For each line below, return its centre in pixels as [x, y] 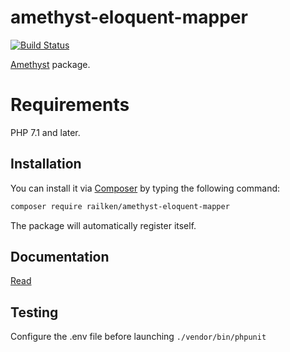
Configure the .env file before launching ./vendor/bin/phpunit [138, 337]
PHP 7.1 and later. [45, 132]
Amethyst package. [50, 64]
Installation [46, 164]
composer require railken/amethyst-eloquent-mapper [120, 206]
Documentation [60, 256]
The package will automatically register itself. [103, 225]
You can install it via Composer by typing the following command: [145, 188]
